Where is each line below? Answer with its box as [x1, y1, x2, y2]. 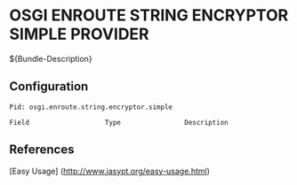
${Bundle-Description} [9, 53, 92, 64]
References [9, 143, 75, 158]
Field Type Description [9, 118, 229, 127]
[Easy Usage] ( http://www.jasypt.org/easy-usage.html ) [9, 166, 211, 176]
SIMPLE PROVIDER [9, 24, 149, 44]
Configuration [9, 79, 89, 94]
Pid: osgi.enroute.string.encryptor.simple [9, 103, 173, 112]
